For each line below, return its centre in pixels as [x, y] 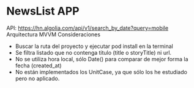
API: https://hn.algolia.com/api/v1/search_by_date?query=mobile [88, 28]
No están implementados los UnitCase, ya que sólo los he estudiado [101, 72]
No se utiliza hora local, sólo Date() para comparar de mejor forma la [102, 59]
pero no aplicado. [37, 78]
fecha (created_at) [39, 66]
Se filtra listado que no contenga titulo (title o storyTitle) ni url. [93, 52]
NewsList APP [43, 11]
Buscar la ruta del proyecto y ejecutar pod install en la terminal [94, 46]
